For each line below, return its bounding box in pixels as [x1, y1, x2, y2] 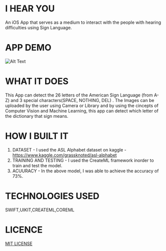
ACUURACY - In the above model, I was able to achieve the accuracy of [12, 168, 159, 174]
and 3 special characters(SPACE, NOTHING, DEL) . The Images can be [10, 97, 155, 103]
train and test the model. [12, 162, 63, 168]
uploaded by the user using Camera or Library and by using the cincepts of [5, 102, 159, 108]
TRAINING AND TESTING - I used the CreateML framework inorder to [12, 157, 154, 163]
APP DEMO [5, 42, 52, 53]
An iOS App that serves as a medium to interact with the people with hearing [5, 19, 162, 25]
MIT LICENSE [5, 241, 33, 247]
